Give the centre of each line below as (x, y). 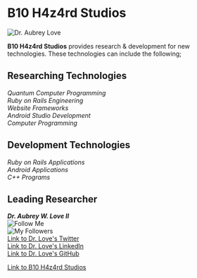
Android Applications (38, 169)
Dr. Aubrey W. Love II (38, 216)
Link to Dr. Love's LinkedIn (46, 246)
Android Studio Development (49, 115)
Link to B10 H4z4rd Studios (47, 267)
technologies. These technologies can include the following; (94, 54)
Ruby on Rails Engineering (45, 100)
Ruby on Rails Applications (46, 162)
